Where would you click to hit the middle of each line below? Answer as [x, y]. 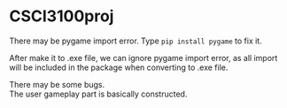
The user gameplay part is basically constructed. [98, 94]
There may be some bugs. [57, 84]
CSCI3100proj [62, 16]
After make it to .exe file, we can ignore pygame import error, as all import [143, 58]
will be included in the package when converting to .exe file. [119, 67]
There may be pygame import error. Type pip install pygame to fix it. [136, 41]
